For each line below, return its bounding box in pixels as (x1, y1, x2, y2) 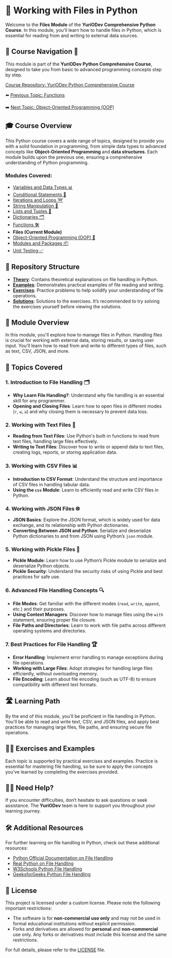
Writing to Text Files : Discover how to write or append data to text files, (12, 444, 164, 450)
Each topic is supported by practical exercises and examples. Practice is (5, 758, 158, 764)
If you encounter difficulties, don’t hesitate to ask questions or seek (5, 797, 147, 803)
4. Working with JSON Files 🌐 (5, 505, 80, 512)
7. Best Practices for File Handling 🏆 (5, 641, 98, 648)
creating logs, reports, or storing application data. (12, 449, 118, 455)
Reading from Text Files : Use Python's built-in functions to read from (12, 433, 160, 439)
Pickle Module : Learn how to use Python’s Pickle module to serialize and (12, 558, 166, 564)
